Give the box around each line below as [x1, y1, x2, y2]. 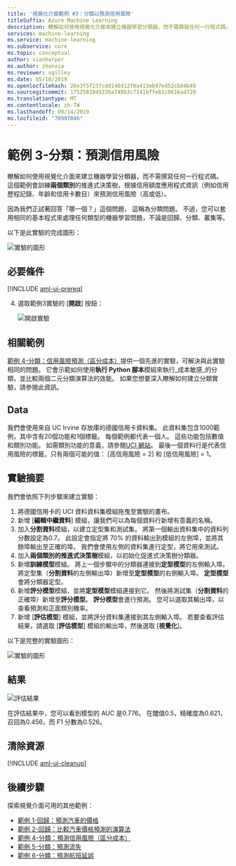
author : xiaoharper [7, 56, 65, 63]
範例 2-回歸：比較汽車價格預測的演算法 [17, 825, 131, 834]
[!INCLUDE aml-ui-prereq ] [7, 285, 83, 293]
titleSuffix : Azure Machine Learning [7, 17, 118, 24]
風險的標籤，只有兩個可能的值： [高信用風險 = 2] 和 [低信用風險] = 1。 [13, 450, 216, 458]
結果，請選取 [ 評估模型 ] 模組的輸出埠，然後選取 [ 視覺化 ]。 [17, 621, 186, 630]
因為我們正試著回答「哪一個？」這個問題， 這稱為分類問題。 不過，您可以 [7, 205, 220, 213]
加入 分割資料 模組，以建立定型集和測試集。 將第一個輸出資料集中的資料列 [17, 524, 229, 533]
